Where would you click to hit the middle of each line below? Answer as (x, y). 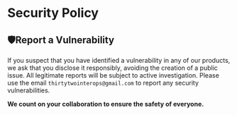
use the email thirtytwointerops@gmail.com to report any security (103, 83)
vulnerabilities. (29, 90)
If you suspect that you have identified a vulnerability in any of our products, (119, 60)
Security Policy (53, 13)
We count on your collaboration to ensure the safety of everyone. (106, 104)
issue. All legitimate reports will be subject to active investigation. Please (114, 75)
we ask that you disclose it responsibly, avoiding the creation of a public (113, 68)
